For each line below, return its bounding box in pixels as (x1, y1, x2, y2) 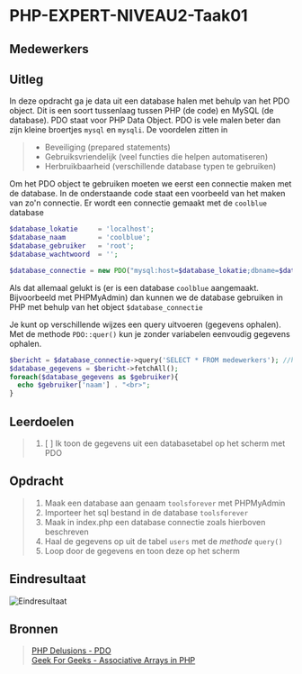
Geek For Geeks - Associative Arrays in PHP (31, 655, 196, 666)
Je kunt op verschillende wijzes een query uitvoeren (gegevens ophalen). (9, 319, 281, 330)
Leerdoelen (9, 414, 75, 429)
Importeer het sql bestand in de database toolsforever (44, 506, 249, 518)
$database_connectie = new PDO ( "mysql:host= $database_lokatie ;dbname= (9, 266, 280, 275)
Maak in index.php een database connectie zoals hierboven (44, 516, 266, 527)
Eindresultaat (9, 571, 87, 587)
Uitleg (9, 71, 44, 87)
